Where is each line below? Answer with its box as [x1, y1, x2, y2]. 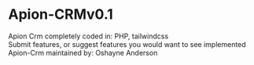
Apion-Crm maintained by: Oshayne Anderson [8, 48, 158, 57]
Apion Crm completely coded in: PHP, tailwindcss [8, 31, 169, 41]
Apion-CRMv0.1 [8, 5, 114, 23]
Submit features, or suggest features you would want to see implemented [8, 39, 246, 49]
